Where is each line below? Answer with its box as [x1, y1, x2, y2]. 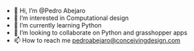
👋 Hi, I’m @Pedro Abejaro [13, 7, 86, 14]
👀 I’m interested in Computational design [13, 14, 129, 22]
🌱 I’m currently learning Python [13, 21, 102, 29]
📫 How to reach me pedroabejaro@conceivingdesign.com [13, 37, 181, 44]
